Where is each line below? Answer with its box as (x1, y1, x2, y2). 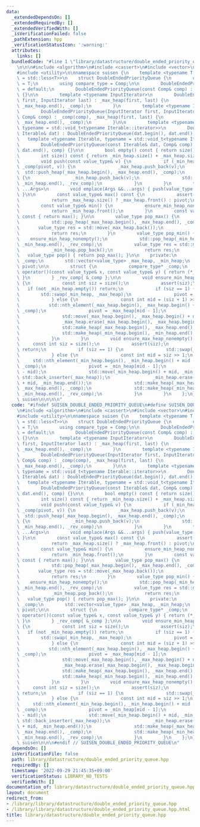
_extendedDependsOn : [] (11, 14, 70, 20)
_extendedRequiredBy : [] (11, 20, 73, 26)
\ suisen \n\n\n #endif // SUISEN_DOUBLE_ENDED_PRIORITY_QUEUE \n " (17, 740, 180, 746)
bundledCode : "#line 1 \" (11, 58, 76, 64)
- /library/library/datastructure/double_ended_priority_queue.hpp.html (6, 806, 190, 812)
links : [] (17, 53, 42, 59)
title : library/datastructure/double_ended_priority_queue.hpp (6, 812, 167, 818)
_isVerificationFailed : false (11, 31, 86, 37)
